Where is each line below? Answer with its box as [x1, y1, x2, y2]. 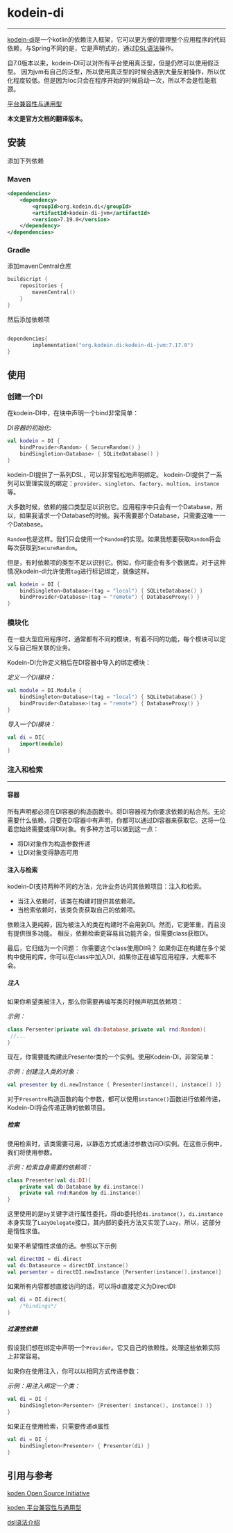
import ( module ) [19, 740, 64, 747]
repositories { [19, 282, 64, 289]
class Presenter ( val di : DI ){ [7, 1177, 92, 1184]
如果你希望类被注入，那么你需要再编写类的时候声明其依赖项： [7, 997, 184, 1006]
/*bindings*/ [19, 1302, 58, 1309]
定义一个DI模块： [7, 673, 56, 682]
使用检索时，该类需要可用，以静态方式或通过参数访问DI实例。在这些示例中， [7, 1139, 226, 1148]
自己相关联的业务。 [19, 643, 74, 652]
